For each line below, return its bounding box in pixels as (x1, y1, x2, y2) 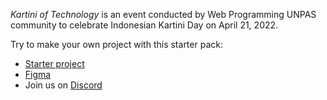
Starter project (24, 58, 85, 69)
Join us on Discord (24, 79, 103, 91)
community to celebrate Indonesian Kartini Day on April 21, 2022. (10, 19, 279, 31)
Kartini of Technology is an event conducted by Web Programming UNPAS (10, 9, 317, 20)
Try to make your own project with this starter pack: (10, 39, 223, 50)
